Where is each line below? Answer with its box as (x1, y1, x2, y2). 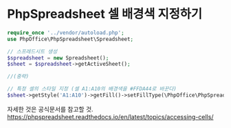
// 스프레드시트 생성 (7, 48, 58, 55)
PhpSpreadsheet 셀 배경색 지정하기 (7, 6, 203, 22)
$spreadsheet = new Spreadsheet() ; (7, 54, 109, 62)
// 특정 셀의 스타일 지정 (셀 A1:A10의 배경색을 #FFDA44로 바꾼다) (7, 86, 177, 92)
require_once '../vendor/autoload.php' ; (7, 29, 125, 36)
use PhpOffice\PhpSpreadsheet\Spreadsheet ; (7, 36, 134, 42)
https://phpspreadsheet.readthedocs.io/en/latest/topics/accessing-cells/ (7, 112, 214, 120)
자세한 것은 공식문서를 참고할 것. (7, 105, 94, 113)
